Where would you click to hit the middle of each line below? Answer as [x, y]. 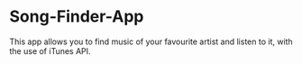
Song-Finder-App [77, 17]
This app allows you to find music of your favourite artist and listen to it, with [151, 41]
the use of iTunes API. [50, 50]
